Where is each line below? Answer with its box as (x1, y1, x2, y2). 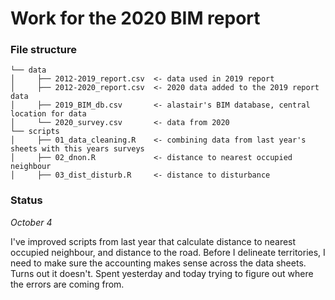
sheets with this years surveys (10, 144, 145, 154)
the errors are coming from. (10, 278, 125, 290)
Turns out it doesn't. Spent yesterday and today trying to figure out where (10, 267, 314, 279)
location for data (10, 109, 87, 119)
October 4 (10, 216, 53, 228)
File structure (10, 43, 77, 57)
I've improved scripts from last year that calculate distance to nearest (10, 235, 297, 247)
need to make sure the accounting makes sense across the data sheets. (10, 257, 307, 269)
